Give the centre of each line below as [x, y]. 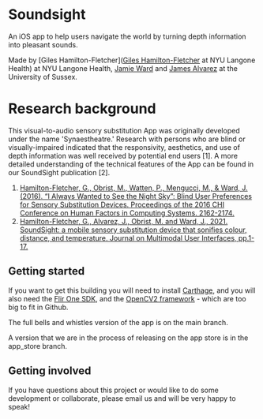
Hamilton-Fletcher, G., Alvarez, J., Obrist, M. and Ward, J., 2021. [124, 221]
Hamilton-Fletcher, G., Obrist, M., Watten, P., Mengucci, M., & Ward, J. [133, 188]
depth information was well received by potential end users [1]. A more [123, 155]
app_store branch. [38, 346]
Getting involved [50, 371]
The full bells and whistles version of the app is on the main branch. [118, 322]
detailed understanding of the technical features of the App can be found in [131, 164]
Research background [82, 109]
